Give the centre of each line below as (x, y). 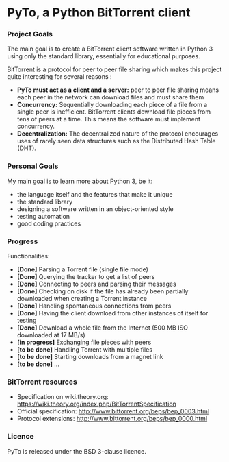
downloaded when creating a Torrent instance (82, 299)
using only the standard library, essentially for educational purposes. (104, 56)
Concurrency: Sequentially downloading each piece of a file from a (112, 105)
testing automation (43, 216)
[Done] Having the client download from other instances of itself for (112, 313)
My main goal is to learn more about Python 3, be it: (80, 181)
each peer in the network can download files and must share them (110, 97)
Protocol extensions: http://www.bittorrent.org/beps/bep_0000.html (112, 419)
